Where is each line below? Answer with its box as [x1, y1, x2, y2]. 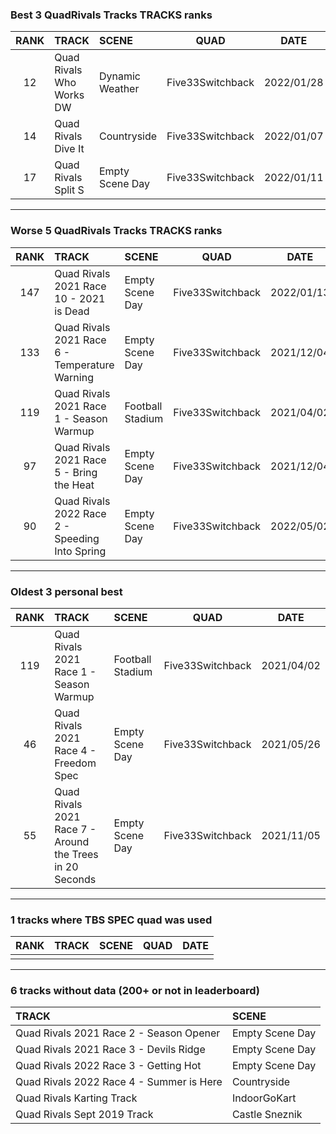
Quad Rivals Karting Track [15, 1091, 138, 1105]
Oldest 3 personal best [10, 584, 123, 598]
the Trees [54, 847, 99, 861]
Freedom [54, 756, 97, 770]
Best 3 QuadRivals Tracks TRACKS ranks [10, 8, 213, 22]
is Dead [54, 304, 90, 318]
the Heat [54, 478, 95, 492]
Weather [98, 82, 140, 96]
